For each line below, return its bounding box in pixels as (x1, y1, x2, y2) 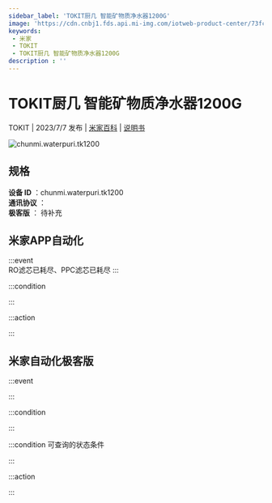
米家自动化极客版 (8, 354, 94, 368)
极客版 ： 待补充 (8, 207, 62, 217)
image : (8, 19, 31, 28)
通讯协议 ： (8, 198, 46, 207)
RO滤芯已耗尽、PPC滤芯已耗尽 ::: (8, 265, 119, 275)
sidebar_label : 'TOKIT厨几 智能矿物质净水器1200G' (8, 11, 171, 20)
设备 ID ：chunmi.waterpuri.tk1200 (8, 187, 124, 197)
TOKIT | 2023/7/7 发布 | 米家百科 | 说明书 (8, 122, 146, 132)
